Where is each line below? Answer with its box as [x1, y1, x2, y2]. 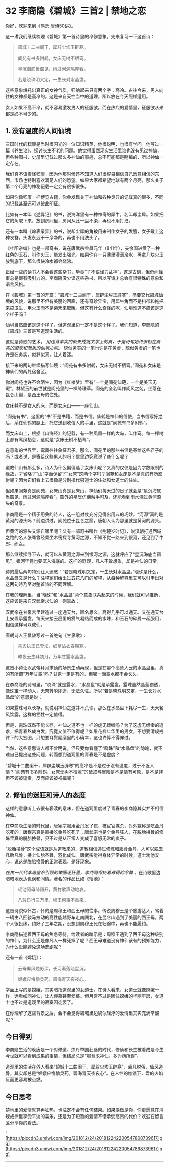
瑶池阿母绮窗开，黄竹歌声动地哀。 [17, 886, 89, 892]
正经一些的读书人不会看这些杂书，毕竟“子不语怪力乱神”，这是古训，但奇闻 [5, 269, 159, 275]
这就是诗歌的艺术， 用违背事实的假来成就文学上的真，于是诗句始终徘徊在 [5, 338, 156, 344]
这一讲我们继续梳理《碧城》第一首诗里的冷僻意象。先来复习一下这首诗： [5, 33, 155, 39]
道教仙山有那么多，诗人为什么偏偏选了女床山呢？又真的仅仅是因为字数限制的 [5, 464, 164, 470]
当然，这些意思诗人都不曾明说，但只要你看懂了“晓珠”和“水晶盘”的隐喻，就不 [5, 745, 163, 751]
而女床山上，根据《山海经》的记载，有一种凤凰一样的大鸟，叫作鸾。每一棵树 [5, 430, 164, 436]
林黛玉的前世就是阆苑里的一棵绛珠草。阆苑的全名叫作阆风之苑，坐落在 [16, 385, 162, 391]
